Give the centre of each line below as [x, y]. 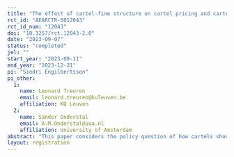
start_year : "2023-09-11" [45, 59]
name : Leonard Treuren [53, 91]
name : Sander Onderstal [54, 117]
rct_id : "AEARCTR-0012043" [46, 20]
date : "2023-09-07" [36, 40]
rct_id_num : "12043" [37, 26]
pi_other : [22, 78]
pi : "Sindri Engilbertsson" [48, 72]
